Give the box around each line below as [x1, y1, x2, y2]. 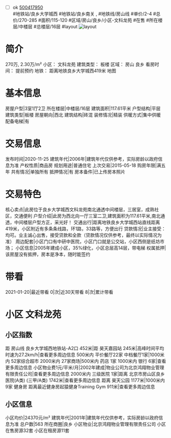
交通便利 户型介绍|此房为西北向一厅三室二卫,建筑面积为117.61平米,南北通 [14, 212, 165, 219]
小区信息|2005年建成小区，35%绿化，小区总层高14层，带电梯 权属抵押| [15, 245, 166, 251]
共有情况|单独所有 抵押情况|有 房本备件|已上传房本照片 [11, 168, 126, 174]
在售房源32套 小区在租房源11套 [5, 427, 70, 433]
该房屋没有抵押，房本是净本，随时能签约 [5, 251, 90, 257]
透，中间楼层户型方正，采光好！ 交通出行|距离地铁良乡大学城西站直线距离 [5, 219, 160, 225]
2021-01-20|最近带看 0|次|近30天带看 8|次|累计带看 [5, 289, 114, 295]
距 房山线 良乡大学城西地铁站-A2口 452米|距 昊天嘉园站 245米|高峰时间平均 [5, 345, 164, 351]
